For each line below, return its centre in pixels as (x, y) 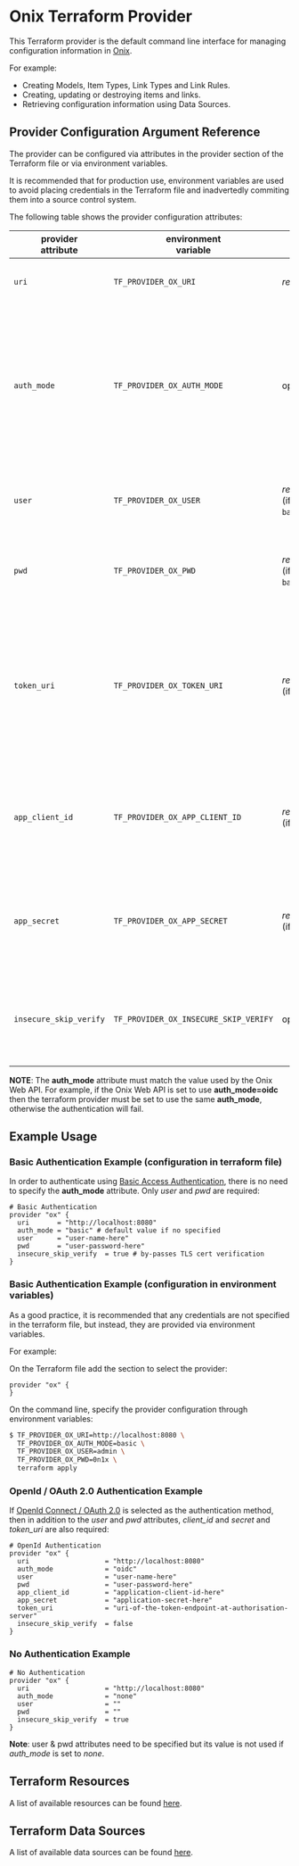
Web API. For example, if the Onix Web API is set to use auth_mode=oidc (144, 1090)
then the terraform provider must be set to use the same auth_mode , (136, 1099)
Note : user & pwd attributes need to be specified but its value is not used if (147, 1744)
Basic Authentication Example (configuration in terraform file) (146, 1162)
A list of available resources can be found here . (96, 1803)
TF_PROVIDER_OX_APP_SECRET (171, 921)
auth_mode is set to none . (57, 1753)
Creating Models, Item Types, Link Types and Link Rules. (126, 85)
